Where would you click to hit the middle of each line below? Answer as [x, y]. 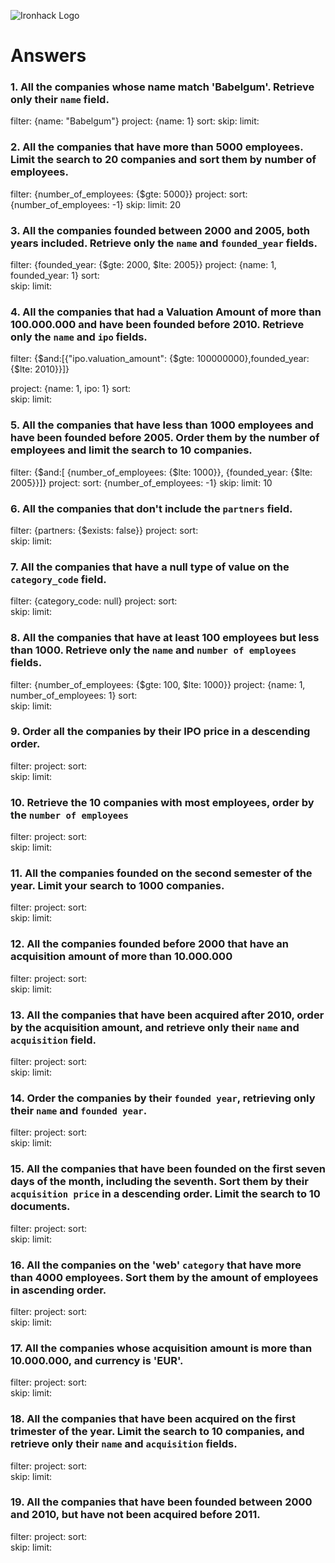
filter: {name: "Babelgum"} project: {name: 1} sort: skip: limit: [135, 121]
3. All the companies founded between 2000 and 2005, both [160, 230]
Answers [48, 56]
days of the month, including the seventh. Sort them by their [159, 1182]
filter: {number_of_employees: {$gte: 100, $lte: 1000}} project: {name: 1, [158, 684]
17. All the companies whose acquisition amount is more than [161, 1348]
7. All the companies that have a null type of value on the [150, 567]
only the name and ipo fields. [79, 337]
